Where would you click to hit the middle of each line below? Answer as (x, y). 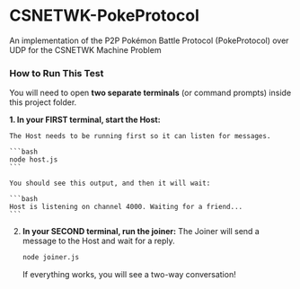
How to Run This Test (57, 73)
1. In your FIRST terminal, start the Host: (85, 120)
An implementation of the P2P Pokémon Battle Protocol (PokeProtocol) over (149, 40)
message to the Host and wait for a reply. (98, 241)
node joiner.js (51, 258)
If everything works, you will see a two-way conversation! (129, 275)
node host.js (34, 160)
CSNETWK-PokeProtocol (105, 16)
